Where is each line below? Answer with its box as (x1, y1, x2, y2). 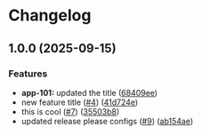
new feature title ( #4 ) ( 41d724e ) (20, 97, 139, 107)
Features (8, 67, 48, 80)
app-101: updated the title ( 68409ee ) (20, 87, 158, 98)
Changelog (8, 5, 92, 26)
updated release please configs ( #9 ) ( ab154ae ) (20, 115, 194, 126)
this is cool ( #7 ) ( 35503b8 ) (20, 106, 120, 116)
